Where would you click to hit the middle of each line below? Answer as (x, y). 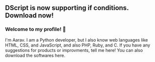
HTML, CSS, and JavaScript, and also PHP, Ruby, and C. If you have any (78, 45)
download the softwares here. (35, 55)
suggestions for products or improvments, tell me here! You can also (74, 50)
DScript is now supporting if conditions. (67, 8)
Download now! (29, 16)
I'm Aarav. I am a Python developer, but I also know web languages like (77, 40)
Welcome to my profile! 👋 (35, 30)
